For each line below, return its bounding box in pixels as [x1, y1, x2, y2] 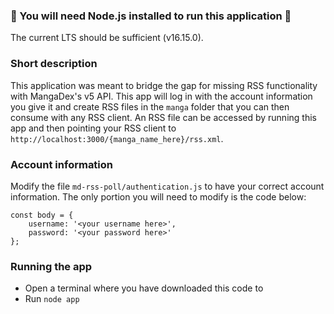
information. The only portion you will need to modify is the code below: [10, 190, 307, 203]
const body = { [10, 210, 74, 220]
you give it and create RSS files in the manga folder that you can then [10, 100, 290, 113]
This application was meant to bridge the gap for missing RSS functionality [10, 79, 318, 91]
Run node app [24, 293, 80, 305]
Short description [10, 57, 98, 71]
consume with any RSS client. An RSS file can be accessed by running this [10, 111, 317, 123]
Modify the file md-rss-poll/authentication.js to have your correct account [10, 180, 325, 192]
